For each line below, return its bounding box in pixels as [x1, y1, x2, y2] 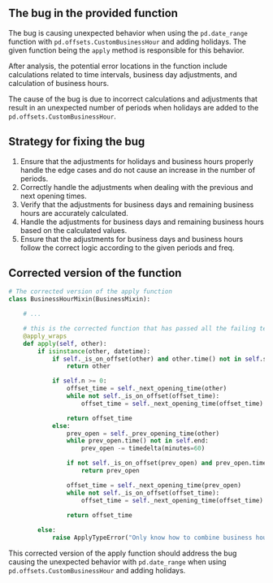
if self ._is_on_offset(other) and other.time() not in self [51, 355, 260, 363]
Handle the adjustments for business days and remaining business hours [19, 217, 264, 227]
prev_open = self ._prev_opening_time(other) [66, 430, 220, 438]
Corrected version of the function [8, 266, 182, 280]
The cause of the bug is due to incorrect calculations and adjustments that [8, 93, 258, 104]
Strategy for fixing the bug [8, 135, 145, 149]
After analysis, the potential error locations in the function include [8, 61, 227, 71]
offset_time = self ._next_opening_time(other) [66, 385, 227, 393]
